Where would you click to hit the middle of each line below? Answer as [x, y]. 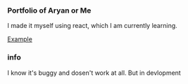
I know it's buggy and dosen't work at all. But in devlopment [94, 73]
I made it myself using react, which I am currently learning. [92, 26]
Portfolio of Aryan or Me [49, 10]
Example [20, 39]
